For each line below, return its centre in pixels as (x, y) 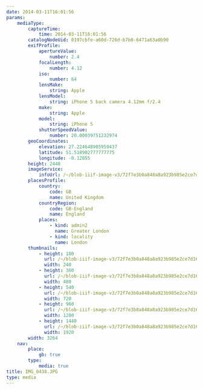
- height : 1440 (58, 321)
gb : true (50, 355)
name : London (71, 242)
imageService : (46, 169)
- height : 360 (56, 271)
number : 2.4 (64, 57)
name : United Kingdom (76, 197)
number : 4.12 (66, 68)
